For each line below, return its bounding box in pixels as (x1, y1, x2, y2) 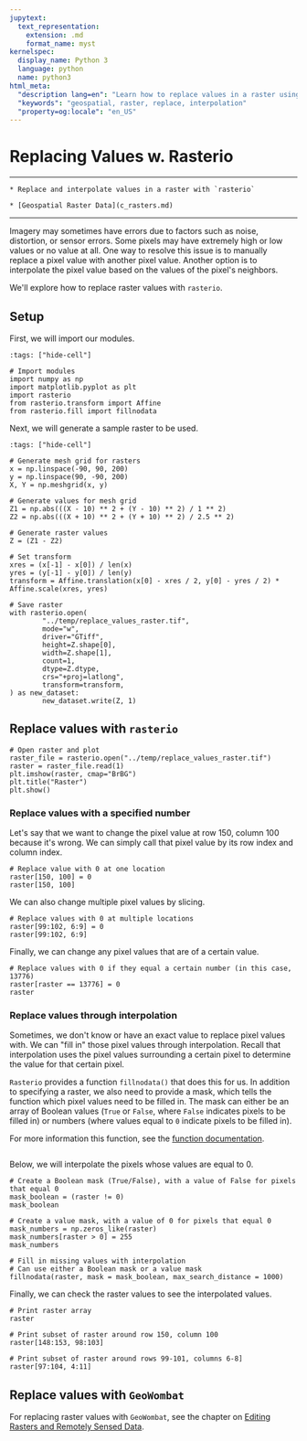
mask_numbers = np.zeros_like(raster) (9, 1224, 157, 1234)
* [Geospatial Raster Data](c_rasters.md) (9, 201, 174, 210)
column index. (9, 847, 63, 858)
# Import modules (9, 367, 76, 376)
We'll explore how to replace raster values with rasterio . (9, 283, 223, 294)
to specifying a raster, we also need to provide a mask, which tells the (9, 1086, 272, 1097)
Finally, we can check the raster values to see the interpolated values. (9, 1288, 272, 1299)
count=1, (42, 656, 76, 666)
